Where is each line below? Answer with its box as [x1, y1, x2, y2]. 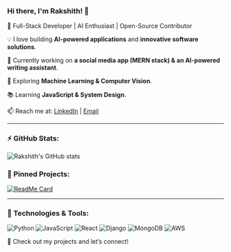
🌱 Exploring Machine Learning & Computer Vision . [7, 77, 153, 85]
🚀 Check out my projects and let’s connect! [7, 238, 129, 246]
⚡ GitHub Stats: [7, 134, 60, 143]
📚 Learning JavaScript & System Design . [7, 91, 126, 99]
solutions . [7, 43, 36, 51]
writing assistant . [7, 63, 58, 72]
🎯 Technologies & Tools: [7, 208, 89, 218]
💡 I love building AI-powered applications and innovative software [7, 35, 199, 43]
